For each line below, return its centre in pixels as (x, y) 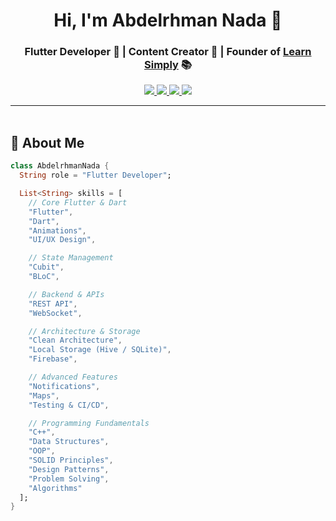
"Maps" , (44, 395)
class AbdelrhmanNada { (60, 166)
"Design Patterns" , (69, 469)
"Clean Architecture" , (75, 340)
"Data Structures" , (69, 442)
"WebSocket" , (55, 313)
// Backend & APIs (66, 294)
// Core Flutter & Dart (78, 202)
